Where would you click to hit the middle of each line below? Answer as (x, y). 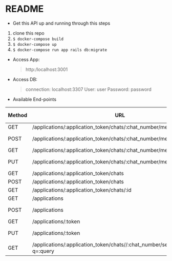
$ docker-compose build (38, 39)
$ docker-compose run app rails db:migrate (60, 50)
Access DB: (25, 79)
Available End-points (35, 99)
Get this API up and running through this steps (61, 23)
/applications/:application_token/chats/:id (82, 190)
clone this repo (28, 33)
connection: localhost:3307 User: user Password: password (89, 89)
